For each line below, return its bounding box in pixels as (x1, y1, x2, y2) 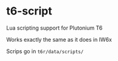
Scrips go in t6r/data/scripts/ (6, 47, 84, 55)
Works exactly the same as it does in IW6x (6, 36, 112, 43)
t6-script (6, 4, 53, 18)
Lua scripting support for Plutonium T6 (6, 24, 103, 31)
